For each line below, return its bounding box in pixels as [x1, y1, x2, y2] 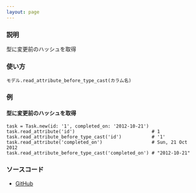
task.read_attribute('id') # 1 [6, 129, 160, 135]
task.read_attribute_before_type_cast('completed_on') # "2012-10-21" [6, 150, 190, 156]
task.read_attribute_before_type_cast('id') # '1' [6, 134, 166, 140]
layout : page [6, 9, 40, 15]
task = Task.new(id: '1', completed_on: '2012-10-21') [6, 123, 149, 129]
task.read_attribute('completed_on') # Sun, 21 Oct [6, 139, 188, 146]
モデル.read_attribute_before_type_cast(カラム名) [6, 78, 132, 84]
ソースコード [6, 165, 44, 174]
